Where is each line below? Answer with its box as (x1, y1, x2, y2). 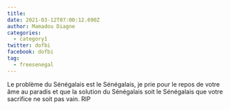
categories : (7, 29, 41, 36)
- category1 (13, 36, 48, 43)
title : (7, 10, 26, 17)
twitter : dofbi (7, 42, 51, 49)
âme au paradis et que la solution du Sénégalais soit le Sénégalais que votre (7, 87, 223, 96)
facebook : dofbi (7, 49, 54, 56)
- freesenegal (13, 61, 54, 68)
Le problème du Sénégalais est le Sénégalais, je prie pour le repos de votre (7, 80, 220, 88)
